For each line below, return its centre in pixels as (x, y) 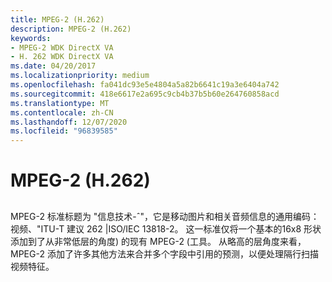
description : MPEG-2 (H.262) (71, 29)
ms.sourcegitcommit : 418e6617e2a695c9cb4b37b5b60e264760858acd (145, 94)
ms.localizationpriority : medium (80, 76)
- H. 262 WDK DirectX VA (62, 57)
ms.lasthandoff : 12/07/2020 (69, 122)
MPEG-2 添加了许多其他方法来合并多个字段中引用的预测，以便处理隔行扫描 (164, 253)
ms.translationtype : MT (60, 103)
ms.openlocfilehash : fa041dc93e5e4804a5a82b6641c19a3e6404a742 (145, 85)
